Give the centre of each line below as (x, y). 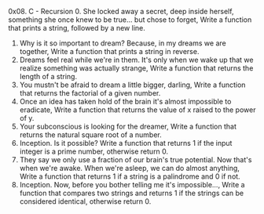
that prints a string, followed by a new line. (77, 28)
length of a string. (48, 76)
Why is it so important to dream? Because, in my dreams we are (123, 43)
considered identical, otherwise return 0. (85, 201)
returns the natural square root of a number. (91, 135)
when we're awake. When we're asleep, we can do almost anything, (129, 168)
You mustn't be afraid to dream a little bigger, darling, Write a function (132, 85)
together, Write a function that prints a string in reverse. (109, 51)
